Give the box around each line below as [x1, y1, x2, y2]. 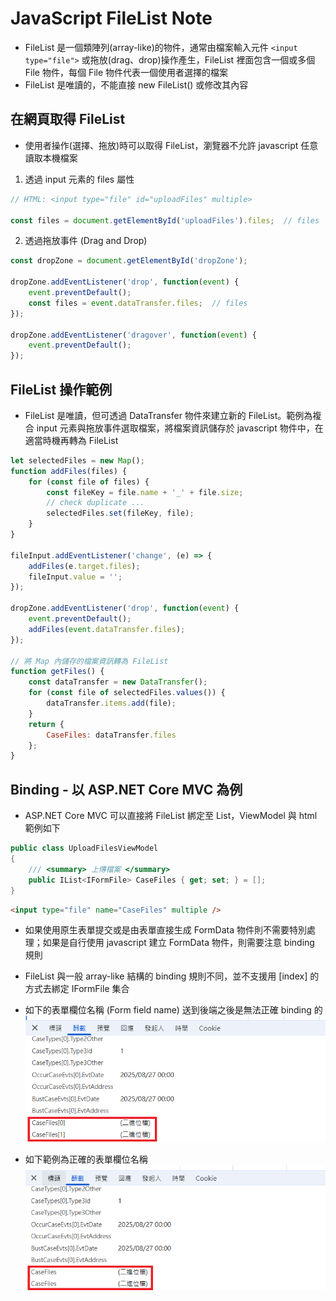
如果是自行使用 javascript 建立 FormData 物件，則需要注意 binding [42, 937, 315, 949]
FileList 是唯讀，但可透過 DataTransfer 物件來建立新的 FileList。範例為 [24, 409, 313, 421]
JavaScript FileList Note [10, 7, 213, 30]
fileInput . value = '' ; [28, 572, 123, 582]
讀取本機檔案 [24, 152, 78, 164]
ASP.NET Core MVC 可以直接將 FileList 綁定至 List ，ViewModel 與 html [24, 810, 318, 822]
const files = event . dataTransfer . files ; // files [28, 298, 248, 308]
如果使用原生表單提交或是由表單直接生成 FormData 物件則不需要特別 [24, 924, 308, 936]
